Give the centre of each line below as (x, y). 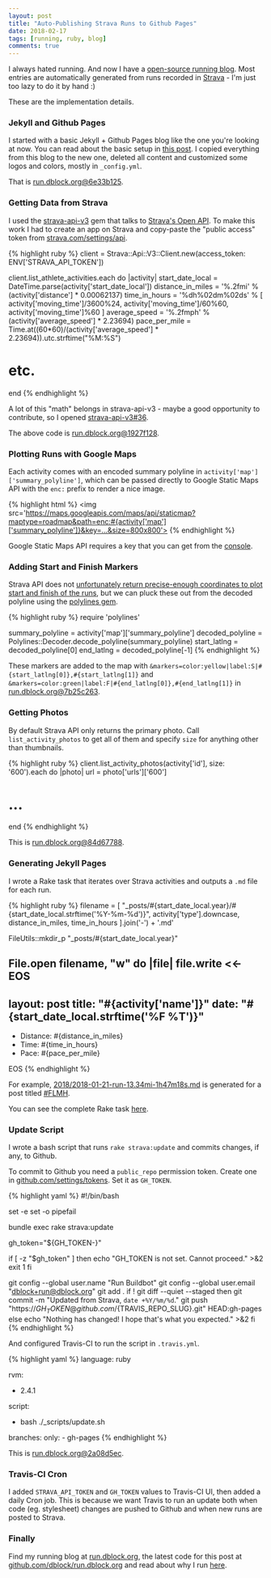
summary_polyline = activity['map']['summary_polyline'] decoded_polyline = (135, 633)
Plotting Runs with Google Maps (73, 454)
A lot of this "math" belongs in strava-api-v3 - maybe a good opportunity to (134, 409)
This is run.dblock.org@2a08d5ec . (66, 1453)
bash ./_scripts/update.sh (62, 1422)
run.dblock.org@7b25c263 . (54, 692)
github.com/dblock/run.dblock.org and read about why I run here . (118, 1565)
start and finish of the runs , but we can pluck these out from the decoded (131, 593)
